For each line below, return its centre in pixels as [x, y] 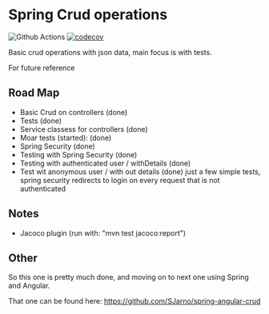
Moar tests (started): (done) [66, 137]
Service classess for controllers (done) [84, 129]
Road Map [34, 93]
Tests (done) [41, 121]
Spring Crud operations [88, 15]
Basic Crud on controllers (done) [74, 112]
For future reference [42, 68]
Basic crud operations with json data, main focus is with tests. [110, 52]
